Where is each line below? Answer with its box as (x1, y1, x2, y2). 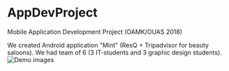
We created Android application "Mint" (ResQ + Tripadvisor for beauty (7, 41, 209, 49)
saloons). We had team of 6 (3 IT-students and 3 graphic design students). (7, 48, 222, 57)
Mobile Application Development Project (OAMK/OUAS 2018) (7, 28, 183, 36)
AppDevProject (7, 5, 98, 21)
